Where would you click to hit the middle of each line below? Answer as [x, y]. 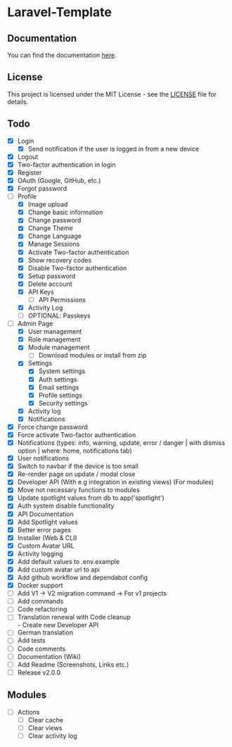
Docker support [40, 586]
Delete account [50, 284]
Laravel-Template [60, 12]
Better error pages [44, 529]
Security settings [63, 403]
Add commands [40, 601]
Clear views [45, 728]
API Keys [41, 291]
